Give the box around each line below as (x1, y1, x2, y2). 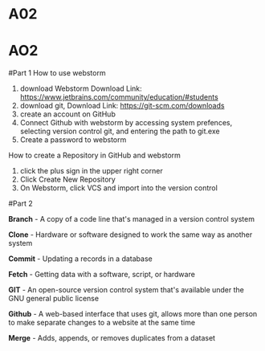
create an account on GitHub (19, 109, 116, 119)
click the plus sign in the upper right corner (19, 166, 163, 176)
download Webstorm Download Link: (19, 84, 142, 93)
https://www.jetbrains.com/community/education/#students (19, 92, 218, 102)
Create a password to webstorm (19, 135, 127, 145)
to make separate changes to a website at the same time (8, 318, 195, 328)
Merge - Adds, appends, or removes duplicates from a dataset (8, 333, 215, 343)
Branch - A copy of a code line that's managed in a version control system (8, 214, 255, 224)
